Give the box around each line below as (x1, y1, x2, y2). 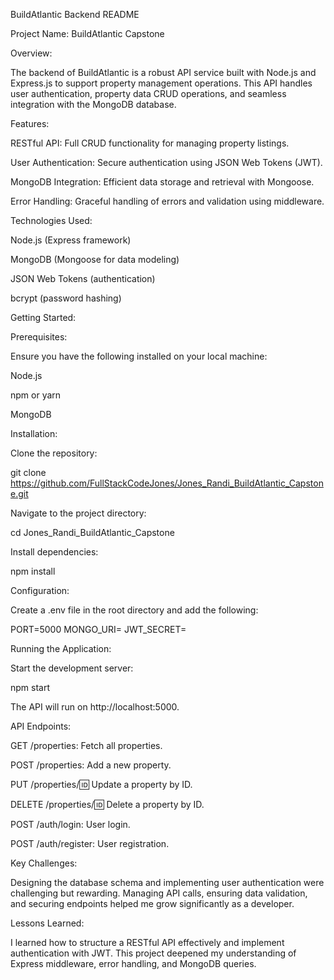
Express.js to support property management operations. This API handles (10, 77, 313, 89)
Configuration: (10, 585, 70, 596)
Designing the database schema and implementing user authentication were (10, 877, 325, 888)
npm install (10, 565, 56, 577)
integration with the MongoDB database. (10, 99, 177, 110)
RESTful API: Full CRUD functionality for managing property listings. (10, 137, 290, 149)
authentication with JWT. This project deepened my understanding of (10, 947, 297, 959)
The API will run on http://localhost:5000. (10, 701, 180, 713)
